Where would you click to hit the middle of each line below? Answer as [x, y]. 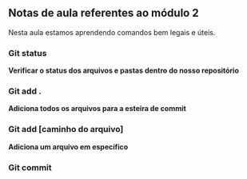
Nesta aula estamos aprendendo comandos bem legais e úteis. [112, 32]
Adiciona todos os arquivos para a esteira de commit [97, 109]
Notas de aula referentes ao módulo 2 [104, 13]
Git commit [30, 167]
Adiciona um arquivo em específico [68, 146]
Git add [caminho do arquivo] [66, 129]
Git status [28, 53]
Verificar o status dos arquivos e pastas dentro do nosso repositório [124, 70]
